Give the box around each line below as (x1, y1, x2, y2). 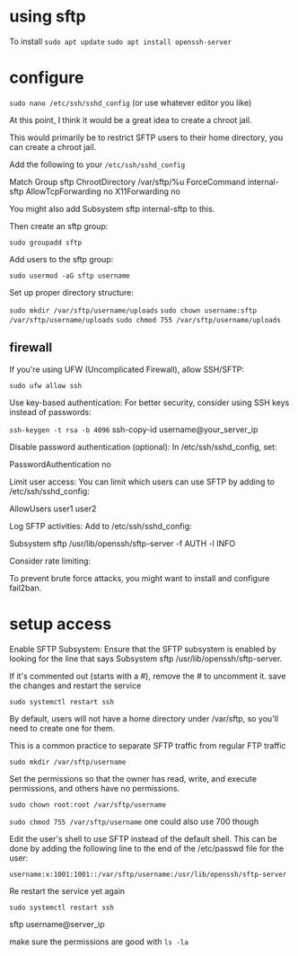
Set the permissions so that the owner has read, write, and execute (9, 773, 258, 783)
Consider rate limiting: (9, 555, 92, 566)
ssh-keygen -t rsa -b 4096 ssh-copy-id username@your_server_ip (9, 424, 259, 435)
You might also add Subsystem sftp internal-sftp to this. (9, 203, 215, 214)
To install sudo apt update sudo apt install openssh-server (9, 36, 232, 47)
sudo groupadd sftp (9, 238, 83, 247)
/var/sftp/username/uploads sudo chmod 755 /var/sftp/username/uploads (9, 315, 281, 324)
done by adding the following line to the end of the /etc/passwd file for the (9, 843, 285, 854)
